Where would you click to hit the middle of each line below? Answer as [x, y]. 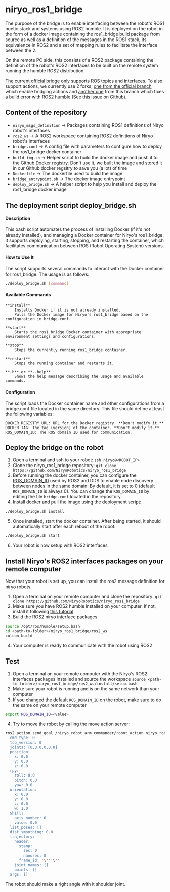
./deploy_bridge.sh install [35, 511]
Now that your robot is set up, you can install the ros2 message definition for [85, 581]
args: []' [20, 874]
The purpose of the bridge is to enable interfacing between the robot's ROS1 [85, 23]
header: [22, 841]
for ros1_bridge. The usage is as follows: [47, 274]
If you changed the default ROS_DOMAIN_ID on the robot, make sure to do [87, 700]
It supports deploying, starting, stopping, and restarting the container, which [85, 240]
